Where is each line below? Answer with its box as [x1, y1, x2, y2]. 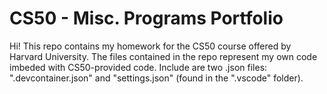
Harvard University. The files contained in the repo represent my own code [9, 50, 318, 62]
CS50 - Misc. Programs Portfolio [9, 7, 284, 30]
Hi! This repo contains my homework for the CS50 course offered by [9, 40, 292, 52]
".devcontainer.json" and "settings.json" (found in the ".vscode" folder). [9, 72, 304, 84]
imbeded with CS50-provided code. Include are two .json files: [9, 61, 268, 73]
